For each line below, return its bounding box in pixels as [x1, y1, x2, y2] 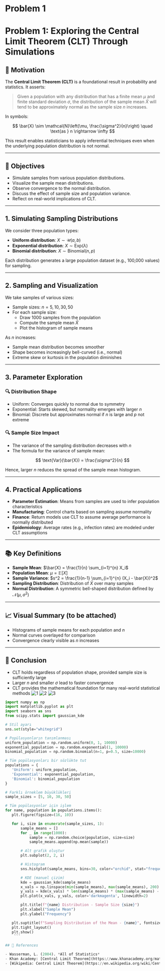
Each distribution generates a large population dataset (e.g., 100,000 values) [5, 257, 160, 263]
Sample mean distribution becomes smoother [12, 344, 105, 350]
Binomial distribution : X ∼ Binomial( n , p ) [12, 248, 96, 253]
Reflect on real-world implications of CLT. [12, 196, 97, 201]
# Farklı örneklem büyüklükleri [5, 790, 71, 795]
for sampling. [5, 262, 32, 268]
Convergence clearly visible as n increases [12, 637, 100, 643]
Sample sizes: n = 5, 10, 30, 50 [12, 304, 74, 310]
